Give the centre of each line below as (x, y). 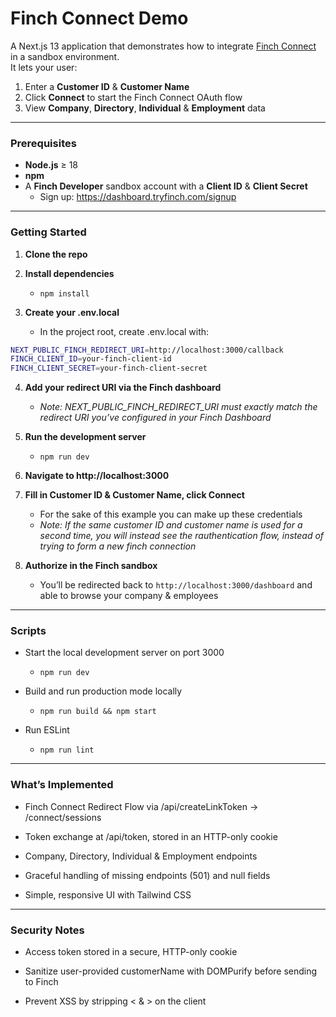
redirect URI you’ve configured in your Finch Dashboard (155, 418)
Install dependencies (69, 273)
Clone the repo (56, 254)
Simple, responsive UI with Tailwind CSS (108, 894)
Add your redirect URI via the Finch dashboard (123, 388)
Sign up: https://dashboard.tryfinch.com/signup (138, 197)
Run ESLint (47, 730)
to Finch (41, 982)
